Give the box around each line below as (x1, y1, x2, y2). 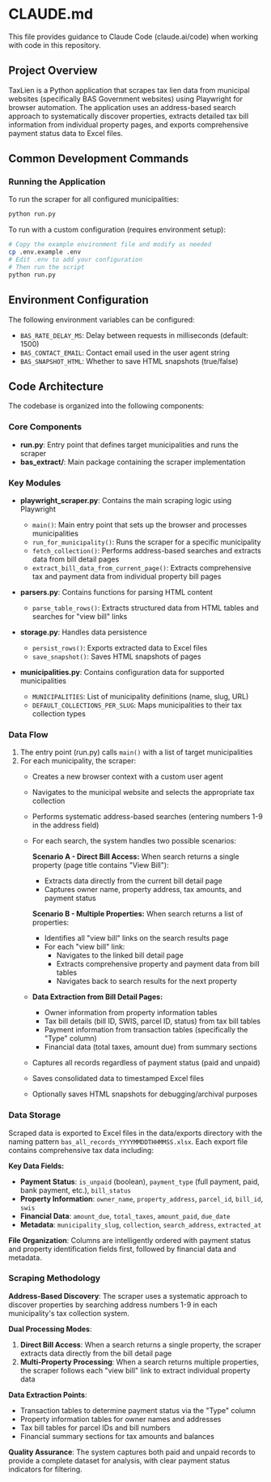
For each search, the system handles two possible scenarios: (32, 836, 237, 846)
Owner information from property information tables (44, 1008, 218, 1018)
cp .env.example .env (8, 248, 82, 256)
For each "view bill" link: (44, 942, 125, 952)
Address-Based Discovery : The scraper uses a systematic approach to (8, 1291, 248, 1300)
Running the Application (8, 176, 106, 187)
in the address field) (32, 820, 100, 831)
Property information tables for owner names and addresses (19, 1414, 222, 1424)
